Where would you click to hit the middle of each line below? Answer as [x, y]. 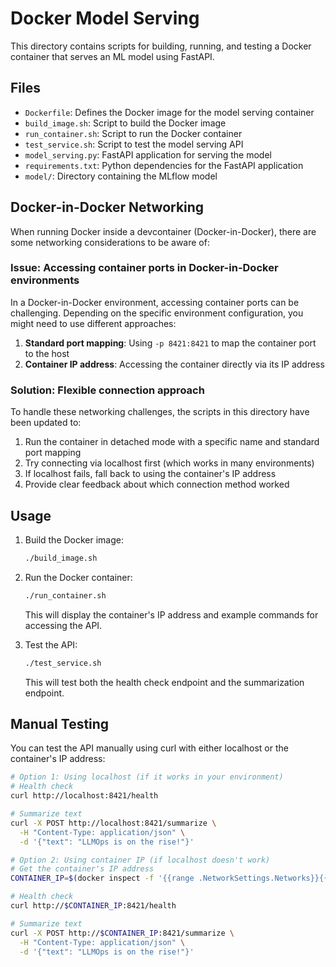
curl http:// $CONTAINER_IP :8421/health [93, 906]
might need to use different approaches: [93, 323]
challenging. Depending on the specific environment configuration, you [157, 313]
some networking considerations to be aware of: [110, 242]
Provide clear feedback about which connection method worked [157, 484]
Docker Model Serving [105, 18]
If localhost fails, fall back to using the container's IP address [150, 474]
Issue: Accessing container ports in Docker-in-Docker [144, 268]
